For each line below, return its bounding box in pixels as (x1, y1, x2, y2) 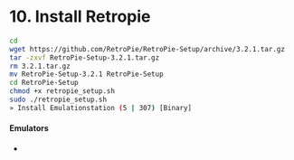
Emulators (9, 123, 50, 134)
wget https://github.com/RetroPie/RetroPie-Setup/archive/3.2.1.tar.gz (9, 44, 285, 53)
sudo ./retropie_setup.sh (9, 95, 107, 105)
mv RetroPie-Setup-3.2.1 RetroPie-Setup (9, 70, 165, 79)
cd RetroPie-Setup (9, 79, 79, 88)
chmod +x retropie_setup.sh (9, 87, 116, 96)
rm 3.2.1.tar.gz (9, 61, 71, 71)
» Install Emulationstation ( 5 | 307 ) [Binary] (9, 103, 193, 112)
